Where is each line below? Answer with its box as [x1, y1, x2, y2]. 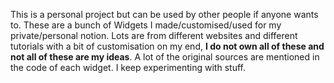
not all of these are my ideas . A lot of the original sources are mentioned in [10, 51, 320, 63]
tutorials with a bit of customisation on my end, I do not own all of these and [10, 40, 325, 52]
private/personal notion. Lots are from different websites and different [10, 30, 298, 41]
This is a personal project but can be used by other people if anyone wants [10, 9, 319, 20]
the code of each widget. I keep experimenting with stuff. [10, 62, 246, 73]
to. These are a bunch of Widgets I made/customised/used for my [10, 19, 282, 31]
